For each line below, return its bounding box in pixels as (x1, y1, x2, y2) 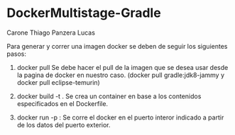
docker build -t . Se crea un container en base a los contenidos (16, 92, 202, 100)
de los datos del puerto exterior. (16, 120, 111, 129)
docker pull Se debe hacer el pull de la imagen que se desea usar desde (16, 63, 229, 71)
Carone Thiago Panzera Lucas (6, 28, 95, 37)
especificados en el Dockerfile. (16, 99, 108, 107)
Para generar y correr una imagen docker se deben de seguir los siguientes (6, 42, 228, 50)
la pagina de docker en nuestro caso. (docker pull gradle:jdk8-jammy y (16, 71, 225, 79)
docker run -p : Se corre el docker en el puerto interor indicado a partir (16, 113, 224, 122)
